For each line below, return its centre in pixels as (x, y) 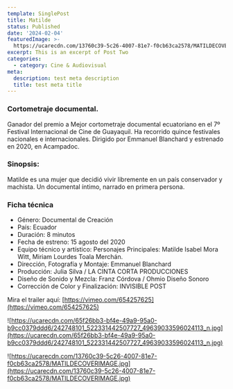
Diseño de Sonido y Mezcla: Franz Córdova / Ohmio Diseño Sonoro (113, 279)
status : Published (34, 26)
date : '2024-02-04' (35, 33)
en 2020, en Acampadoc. (43, 146)
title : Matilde (29, 20)
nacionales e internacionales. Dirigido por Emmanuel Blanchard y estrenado (115, 139)
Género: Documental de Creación (65, 220)
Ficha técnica (31, 204)
